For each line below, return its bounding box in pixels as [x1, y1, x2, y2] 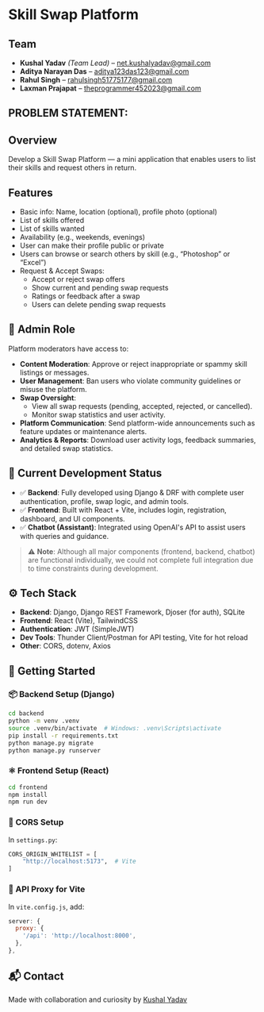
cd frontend [8, 783, 48, 791]
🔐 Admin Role [8, 323, 75, 337]
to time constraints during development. [27, 564, 159, 573]
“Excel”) [19, 258, 47, 267]
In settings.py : [8, 835, 58, 845]
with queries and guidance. [19, 531, 109, 541]
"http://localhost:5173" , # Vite [22, 857, 136, 866]
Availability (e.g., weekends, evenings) [19, 233, 145, 242]
